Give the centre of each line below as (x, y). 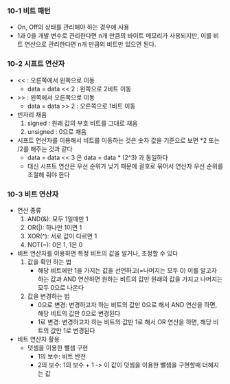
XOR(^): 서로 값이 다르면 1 (62, 236)
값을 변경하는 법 (48, 296)
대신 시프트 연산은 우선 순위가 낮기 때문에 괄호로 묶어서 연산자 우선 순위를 (125, 166)
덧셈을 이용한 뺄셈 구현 (58, 348)
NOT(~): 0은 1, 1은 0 (55, 245)
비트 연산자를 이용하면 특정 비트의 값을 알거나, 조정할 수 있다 (97, 253)
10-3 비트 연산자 (33, 194)
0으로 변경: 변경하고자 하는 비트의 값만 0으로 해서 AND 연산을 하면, (127, 304)
